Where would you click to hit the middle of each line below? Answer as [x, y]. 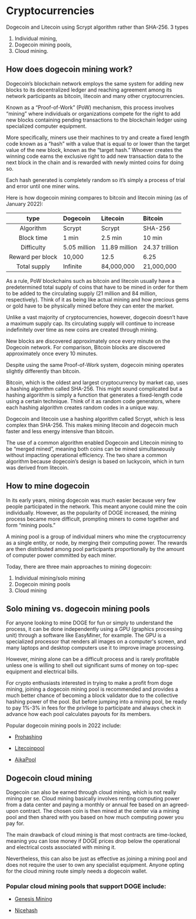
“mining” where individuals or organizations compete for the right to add [93, 113]
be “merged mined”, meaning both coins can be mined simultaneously [91, 449]
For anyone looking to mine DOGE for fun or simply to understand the [90, 623]
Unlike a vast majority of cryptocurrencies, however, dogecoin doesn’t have [97, 317]
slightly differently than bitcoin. [43, 371]
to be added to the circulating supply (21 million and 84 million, [82, 293]
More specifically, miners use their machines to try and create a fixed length [98, 137]
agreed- [179, 805]
